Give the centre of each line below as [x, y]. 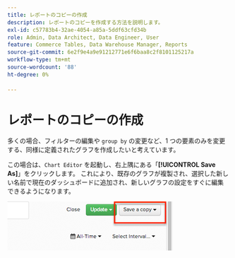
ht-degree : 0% [28, 74]
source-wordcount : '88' [42, 67]
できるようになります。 [41, 192]
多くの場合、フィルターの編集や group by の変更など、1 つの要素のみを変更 [116, 141]
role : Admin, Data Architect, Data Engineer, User [83, 37]
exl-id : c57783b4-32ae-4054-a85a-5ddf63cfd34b [77, 30]
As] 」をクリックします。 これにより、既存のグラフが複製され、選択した [112, 174]
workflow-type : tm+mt [39, 60]
